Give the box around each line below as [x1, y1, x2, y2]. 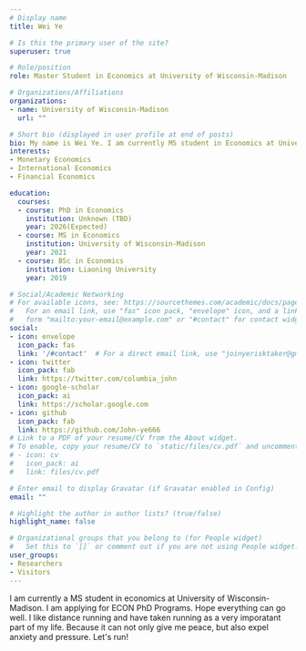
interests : [9, 147, 51, 156]
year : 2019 [25, 273, 67, 282]
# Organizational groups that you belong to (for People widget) [9, 534, 262, 543]
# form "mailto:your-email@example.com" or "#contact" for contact [9, 315, 280, 324]
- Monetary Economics [9, 156, 92, 165]
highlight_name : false [9, 517, 96, 526]
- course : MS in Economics [17, 231, 120, 240]
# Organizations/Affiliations [9, 88, 125, 97]
